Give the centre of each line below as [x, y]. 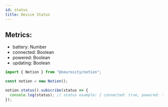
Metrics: [19, 35]
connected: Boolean [33, 52]
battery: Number [29, 47]
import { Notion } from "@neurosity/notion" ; [53, 72]
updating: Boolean [31, 63]
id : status [16, 10]
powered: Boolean [31, 58]
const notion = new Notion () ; [37, 81]
